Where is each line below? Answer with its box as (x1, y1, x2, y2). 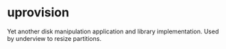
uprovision (7, 5, 70, 20)
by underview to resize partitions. (7, 34, 101, 42)
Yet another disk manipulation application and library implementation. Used (7, 27, 219, 35)
